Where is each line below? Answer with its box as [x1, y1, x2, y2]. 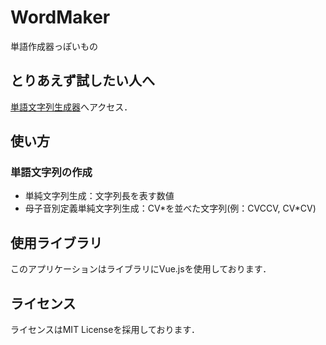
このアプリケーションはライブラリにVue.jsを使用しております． [10, 263, 272, 275]
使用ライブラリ [10, 234, 103, 251]
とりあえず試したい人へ [10, 72, 155, 90]
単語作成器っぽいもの [10, 40, 98, 52]
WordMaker [10, 6, 111, 29]
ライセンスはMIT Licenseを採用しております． [10, 324, 200, 336]
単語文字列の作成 [10, 166, 93, 180]
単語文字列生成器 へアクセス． [10, 101, 133, 113]
